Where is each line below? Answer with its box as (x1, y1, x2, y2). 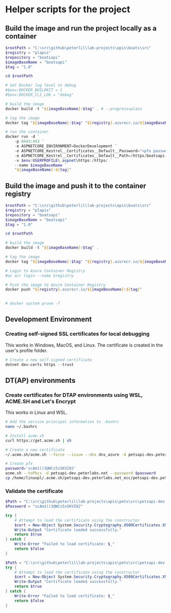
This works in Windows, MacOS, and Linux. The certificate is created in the (5, 342, 163, 348)
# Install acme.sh (5, 433, 44, 438)
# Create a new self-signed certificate (5, 357, 93, 362)
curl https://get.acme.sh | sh (5, 438, 72, 443)
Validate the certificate (5, 487, 64, 495)
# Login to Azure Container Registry (5, 268, 85, 274)
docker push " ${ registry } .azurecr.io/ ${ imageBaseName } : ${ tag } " (5, 287, 142, 292)
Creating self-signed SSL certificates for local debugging (5, 330, 150, 337)
